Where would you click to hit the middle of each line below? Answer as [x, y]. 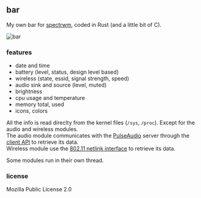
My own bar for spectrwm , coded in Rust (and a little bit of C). [84, 24]
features [19, 52]
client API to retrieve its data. [43, 142]
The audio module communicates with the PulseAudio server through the [98, 136]
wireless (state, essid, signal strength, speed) [72, 79]
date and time [32, 66]
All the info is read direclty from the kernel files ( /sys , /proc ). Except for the [100, 123]
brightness [29, 91]
